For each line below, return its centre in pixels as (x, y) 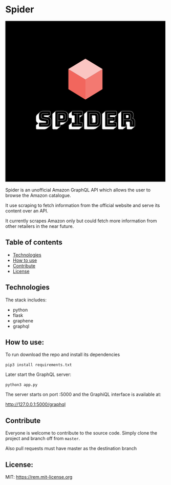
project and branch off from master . (43, 439)
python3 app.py (22, 385)
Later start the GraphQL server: (38, 374)
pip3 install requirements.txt (39, 365)
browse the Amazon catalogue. (38, 195)
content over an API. (27, 211)
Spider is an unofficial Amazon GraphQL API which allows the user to (78, 190)
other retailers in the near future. (40, 226)
